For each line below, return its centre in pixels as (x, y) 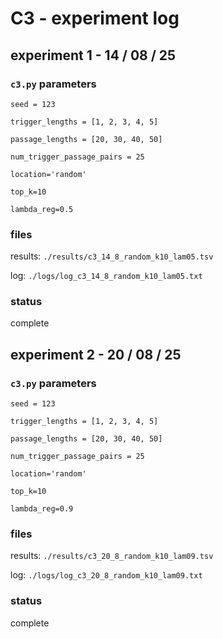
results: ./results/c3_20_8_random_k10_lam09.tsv (112, 556)
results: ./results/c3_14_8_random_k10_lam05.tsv (112, 256)
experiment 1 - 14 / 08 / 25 (93, 55)
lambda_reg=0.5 (42, 209)
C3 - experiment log (95, 18)
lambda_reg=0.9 (42, 509)
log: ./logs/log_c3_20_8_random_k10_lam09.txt (106, 575)
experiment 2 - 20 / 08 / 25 (96, 354)
